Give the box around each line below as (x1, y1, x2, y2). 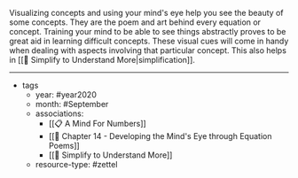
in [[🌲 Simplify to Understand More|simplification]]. (9, 55, 195, 65)
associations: (35, 108, 84, 119)
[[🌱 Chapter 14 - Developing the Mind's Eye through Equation (48, 131, 272, 141)
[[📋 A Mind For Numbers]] (48, 119, 146, 128)
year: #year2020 (35, 89, 98, 100)
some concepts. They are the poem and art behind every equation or (9, 17, 262, 27)
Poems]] (48, 141, 80, 151)
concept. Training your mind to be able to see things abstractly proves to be (9, 27, 286, 36)
